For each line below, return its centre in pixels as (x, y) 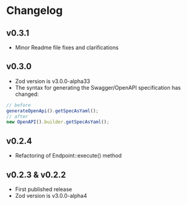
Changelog (34, 11)
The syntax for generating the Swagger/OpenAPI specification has (98, 87)
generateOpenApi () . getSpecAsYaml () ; (52, 111)
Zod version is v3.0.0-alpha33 (53, 81)
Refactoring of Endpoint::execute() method (68, 156)
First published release (44, 189)
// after (17, 116)
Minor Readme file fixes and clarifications (67, 47)
